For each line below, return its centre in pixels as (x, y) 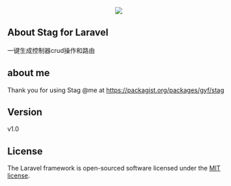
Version (25, 112)
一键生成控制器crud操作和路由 (51, 50)
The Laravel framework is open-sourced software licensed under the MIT (114, 168)
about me (29, 73)
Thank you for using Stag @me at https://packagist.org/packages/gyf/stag (116, 90)
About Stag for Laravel (58, 33)
